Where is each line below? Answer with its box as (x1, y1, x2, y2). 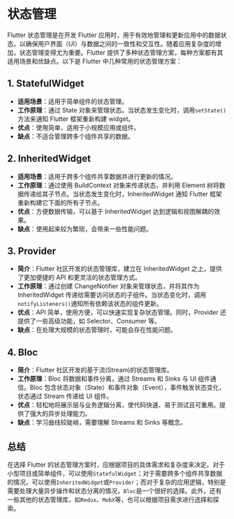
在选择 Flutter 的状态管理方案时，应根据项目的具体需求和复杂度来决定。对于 (7, 460, 226, 469)
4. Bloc (7, 346, 38, 358)
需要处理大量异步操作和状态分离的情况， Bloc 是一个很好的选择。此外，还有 (7, 487, 222, 495)
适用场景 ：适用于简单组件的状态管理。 (17, 97, 128, 105)
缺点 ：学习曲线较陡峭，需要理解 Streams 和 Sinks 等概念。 (17, 418, 187, 427)
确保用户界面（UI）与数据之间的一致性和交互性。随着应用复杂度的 (25, 39, 216, 47)
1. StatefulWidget (7, 78, 85, 89)
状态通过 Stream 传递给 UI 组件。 (17, 392, 113, 400)
